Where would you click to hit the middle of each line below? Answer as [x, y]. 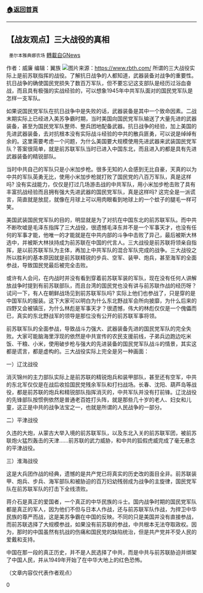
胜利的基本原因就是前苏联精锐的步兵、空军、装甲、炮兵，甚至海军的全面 [107, 258]
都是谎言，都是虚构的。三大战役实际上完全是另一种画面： [78, 351]
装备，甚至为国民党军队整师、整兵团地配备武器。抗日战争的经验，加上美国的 [101, 126]
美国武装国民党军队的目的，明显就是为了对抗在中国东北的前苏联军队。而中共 [101, 220]
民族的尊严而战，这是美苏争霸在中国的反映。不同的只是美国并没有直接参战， [101, 517]
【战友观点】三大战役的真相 [58, 40]
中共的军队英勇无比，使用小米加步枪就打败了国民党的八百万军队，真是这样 [99, 177]
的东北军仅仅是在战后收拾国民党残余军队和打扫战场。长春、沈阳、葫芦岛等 [99, 384]
